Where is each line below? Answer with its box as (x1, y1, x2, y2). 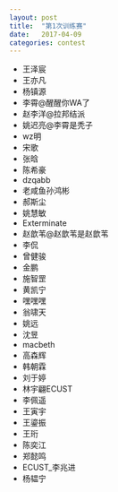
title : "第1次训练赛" (9, 22, 88, 30)
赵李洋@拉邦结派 (21, 108, 86, 119)
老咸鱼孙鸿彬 (21, 186, 70, 196)
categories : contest (9, 38, 87, 47)
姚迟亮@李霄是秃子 (21, 120, 94, 131)
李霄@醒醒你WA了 (21, 98, 90, 108)
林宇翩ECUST (21, 384, 73, 394)
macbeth (21, 340, 55, 350)
